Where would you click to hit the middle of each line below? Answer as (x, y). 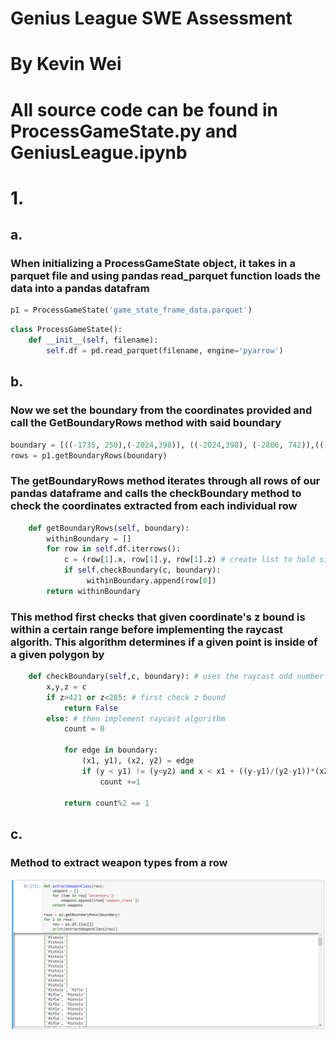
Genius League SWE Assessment (151, 18)
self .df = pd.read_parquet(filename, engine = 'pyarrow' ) (165, 351)
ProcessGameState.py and (124, 131)
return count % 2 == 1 (106, 803)
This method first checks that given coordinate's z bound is (158, 617)
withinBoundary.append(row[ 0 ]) (151, 581)
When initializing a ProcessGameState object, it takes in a (153, 264)
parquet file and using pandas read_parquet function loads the (165, 276)
